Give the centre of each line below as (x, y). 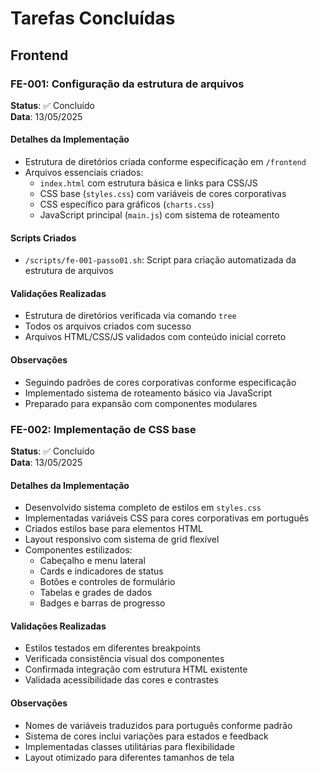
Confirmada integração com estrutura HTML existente (136, 669)
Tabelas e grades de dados (96, 593)
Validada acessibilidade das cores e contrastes (121, 680)
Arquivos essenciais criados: (84, 173)
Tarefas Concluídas (93, 18)
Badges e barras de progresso (102, 603)
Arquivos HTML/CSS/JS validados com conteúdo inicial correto (155, 337)
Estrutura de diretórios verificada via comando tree (130, 316)
